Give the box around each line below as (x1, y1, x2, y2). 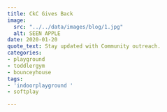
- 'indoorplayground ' (7, 82, 73, 89)
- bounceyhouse (7, 69, 52, 76)
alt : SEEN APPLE (13, 29, 61, 37)
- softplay (7, 88, 39, 95)
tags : (7, 75, 23, 83)
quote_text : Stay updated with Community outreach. (7, 43, 161, 50)
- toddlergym (7, 62, 45, 69)
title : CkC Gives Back (7, 10, 73, 17)
